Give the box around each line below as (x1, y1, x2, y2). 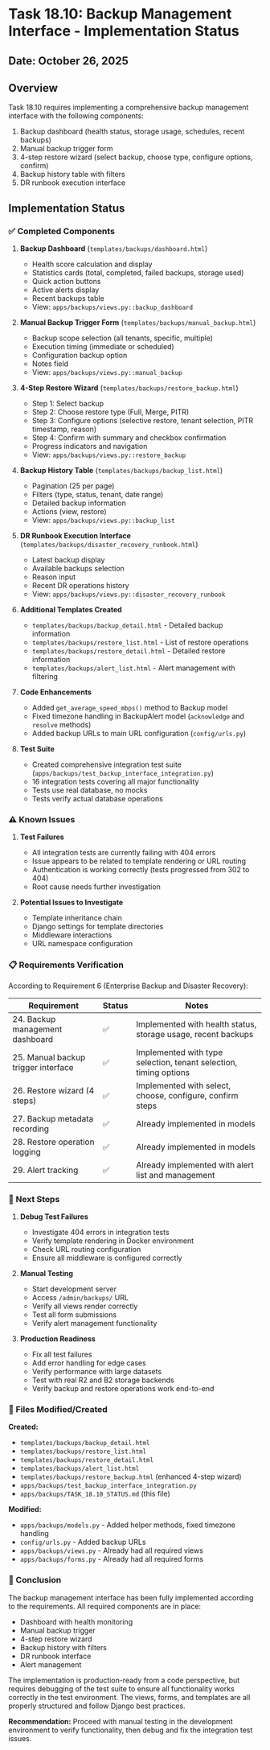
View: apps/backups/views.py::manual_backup (31, 368, 182, 377)
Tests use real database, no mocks (31, 785, 148, 795)
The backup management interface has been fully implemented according (8, 1592, 254, 1602)
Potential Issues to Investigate (19, 898, 124, 908)
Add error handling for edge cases (31, 1357, 146, 1368)
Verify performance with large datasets (31, 1366, 162, 1376)
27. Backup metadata (12, 1113, 94, 1124)
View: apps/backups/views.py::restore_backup (31, 450, 186, 459)
